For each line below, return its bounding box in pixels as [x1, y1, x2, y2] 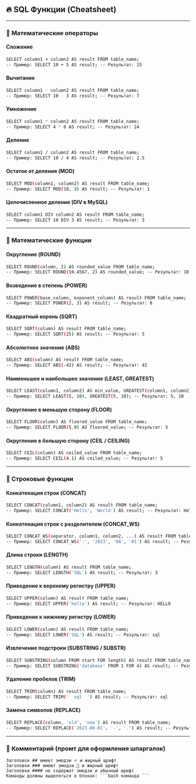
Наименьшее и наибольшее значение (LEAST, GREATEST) [6, 375, 155, 382]
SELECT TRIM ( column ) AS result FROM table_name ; [6, 688, 127, 695]
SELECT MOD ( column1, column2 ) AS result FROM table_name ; [6, 181, 150, 186]
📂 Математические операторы [6, 29, 99, 37]
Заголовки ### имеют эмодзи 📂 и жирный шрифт [6, 762, 118, 768]
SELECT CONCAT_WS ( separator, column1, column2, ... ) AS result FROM [6, 533, 176, 540]
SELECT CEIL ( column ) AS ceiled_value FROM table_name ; [6, 450, 142, 456]
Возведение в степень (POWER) [6, 282, 87, 289]
